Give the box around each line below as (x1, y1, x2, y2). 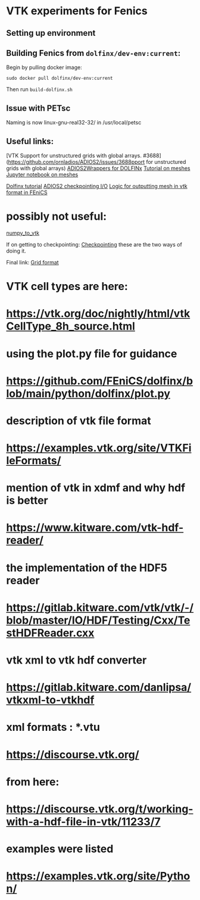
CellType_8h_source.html (6, 320, 136, 333)
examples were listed (6, 842, 114, 856)
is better (6, 494, 49, 507)
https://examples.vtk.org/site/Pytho (6, 870, 190, 883)
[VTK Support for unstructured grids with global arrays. (6, 152, 142, 159)
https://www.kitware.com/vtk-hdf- (6, 521, 184, 534)
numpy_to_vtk (6, 229, 40, 236)
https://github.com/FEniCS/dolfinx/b (6, 374, 193, 388)
